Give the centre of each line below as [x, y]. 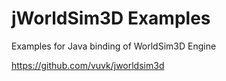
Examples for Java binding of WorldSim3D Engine [114, 46]
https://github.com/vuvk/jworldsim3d [88, 65]
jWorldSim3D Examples [111, 18]
